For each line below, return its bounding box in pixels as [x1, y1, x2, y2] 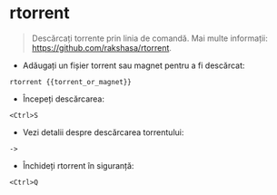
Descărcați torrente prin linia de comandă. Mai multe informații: [31, 33, 268, 44]
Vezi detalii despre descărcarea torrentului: [22, 126, 184, 138]
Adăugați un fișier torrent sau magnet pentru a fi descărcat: [22, 60, 245, 71]
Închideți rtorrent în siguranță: [22, 160, 134, 171]
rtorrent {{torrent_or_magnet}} [9, 77, 132, 86]
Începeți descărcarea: [22, 93, 105, 104]
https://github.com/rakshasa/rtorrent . [31, 42, 173, 53]
